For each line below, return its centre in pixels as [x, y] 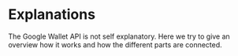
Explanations [52, 15]
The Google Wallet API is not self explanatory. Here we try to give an [119, 36]
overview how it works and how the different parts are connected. [115, 44]
